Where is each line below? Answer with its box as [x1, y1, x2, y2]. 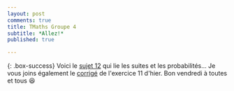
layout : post [7, 10, 45, 17]
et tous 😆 [7, 76, 36, 85]
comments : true [7, 17, 52, 24]
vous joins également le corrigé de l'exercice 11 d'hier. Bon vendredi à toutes [7, 69, 228, 78]
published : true [7, 36, 54, 43]
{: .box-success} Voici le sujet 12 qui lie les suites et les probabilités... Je [7, 62, 216, 70]
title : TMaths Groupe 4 [7, 23, 77, 30]
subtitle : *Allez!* [7, 29, 64, 37]
